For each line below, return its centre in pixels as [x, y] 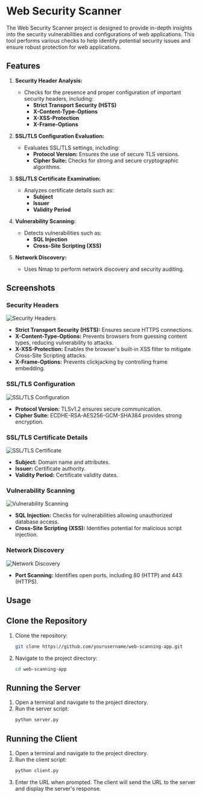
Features [23, 66]
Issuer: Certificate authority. [50, 469]
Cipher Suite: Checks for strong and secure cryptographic [106, 160]
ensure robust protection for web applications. [64, 47]
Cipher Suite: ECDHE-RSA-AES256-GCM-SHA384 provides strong [98, 415]
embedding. [30, 369]
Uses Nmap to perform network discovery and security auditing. [104, 269]
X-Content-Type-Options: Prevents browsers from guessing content [101, 337]
